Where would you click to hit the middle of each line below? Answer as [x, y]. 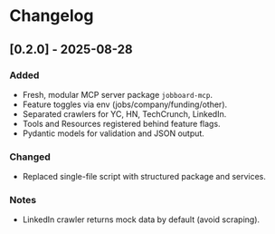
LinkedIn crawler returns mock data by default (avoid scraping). [141, 219]
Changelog [52, 16]
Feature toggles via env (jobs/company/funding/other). [125, 104]
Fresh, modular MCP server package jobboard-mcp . [117, 94]
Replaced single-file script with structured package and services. [144, 177]
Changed [30, 157]
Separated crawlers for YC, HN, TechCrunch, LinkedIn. [124, 113]
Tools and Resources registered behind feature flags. [121, 123]
